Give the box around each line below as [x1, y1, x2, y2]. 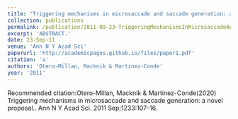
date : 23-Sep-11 [7, 37, 55, 44]
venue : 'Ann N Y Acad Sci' [7, 43, 87, 50]
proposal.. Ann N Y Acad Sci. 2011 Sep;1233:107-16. [7, 104, 158, 112]
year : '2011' [7, 69, 46, 76]
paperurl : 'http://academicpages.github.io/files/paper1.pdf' [7, 50, 195, 57]
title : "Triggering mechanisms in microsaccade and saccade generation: [7, 10, 227, 18]
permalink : [7, 23, 40, 30]
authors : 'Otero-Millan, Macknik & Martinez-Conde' [7, 63, 163, 70]
